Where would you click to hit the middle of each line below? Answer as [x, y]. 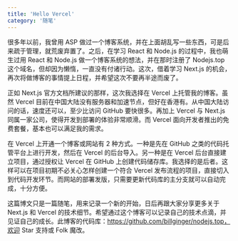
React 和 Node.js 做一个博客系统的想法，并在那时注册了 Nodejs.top [126, 60]
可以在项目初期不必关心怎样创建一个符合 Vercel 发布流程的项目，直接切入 [121, 170]
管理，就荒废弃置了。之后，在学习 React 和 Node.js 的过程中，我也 [124, 51]
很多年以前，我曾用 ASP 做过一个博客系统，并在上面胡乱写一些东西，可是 [115, 42]
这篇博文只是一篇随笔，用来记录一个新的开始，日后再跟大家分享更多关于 [113, 203]
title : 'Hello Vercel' [41, 14]
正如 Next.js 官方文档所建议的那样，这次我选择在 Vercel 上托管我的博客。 [115, 93]
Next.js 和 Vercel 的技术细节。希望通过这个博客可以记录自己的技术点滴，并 [117, 212]
